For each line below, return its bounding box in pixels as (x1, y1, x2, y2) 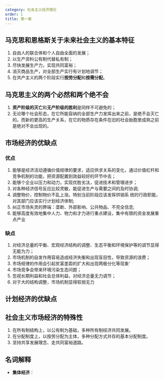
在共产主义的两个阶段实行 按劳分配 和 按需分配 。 (12, 75, 107, 80)
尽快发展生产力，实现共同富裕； (12, 62, 77, 68)
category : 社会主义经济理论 (5, 7, 57, 12)
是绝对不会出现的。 (12, 123, 52, 129)
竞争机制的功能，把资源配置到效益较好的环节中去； (12, 173, 116, 179)
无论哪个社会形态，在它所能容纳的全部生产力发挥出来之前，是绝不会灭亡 (12, 111, 159, 116)
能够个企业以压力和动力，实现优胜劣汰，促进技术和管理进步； (12, 179, 138, 185)
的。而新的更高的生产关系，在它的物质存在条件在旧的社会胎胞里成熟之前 (12, 117, 159, 122)
